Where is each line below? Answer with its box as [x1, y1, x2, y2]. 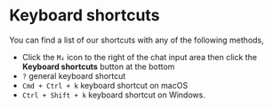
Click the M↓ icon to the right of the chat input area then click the [21, 51, 258, 62]
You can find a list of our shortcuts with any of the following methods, [9, 35, 264, 45]
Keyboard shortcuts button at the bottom [21, 61, 175, 72]
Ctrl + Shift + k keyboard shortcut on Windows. [21, 90, 206, 100]
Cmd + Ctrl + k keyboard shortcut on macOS [21, 80, 189, 90]
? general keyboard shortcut [21, 70, 126, 81]
